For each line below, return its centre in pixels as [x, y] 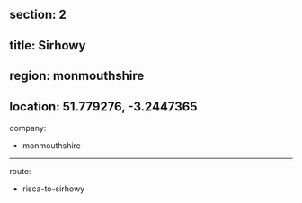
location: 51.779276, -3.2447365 [103, 106]
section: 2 [38, 15]
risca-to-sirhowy [53, 189]
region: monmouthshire [77, 76]
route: [20, 171]
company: [28, 128]
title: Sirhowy [48, 45]
